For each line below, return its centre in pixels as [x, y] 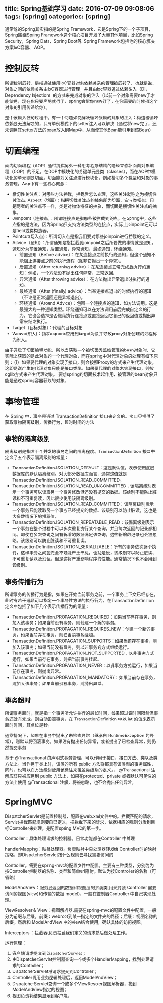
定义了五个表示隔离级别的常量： [37, 457]
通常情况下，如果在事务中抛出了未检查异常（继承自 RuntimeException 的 [77, 736]
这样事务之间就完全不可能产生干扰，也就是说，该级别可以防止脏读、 [89, 553]
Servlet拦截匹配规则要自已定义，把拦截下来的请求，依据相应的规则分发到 [78, 822]
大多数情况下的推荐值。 [35, 517]
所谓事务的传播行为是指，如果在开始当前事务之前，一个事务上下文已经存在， [81, 594]
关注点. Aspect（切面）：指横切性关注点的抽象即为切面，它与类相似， [81, 200]
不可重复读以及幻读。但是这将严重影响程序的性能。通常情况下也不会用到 [84, 559]
